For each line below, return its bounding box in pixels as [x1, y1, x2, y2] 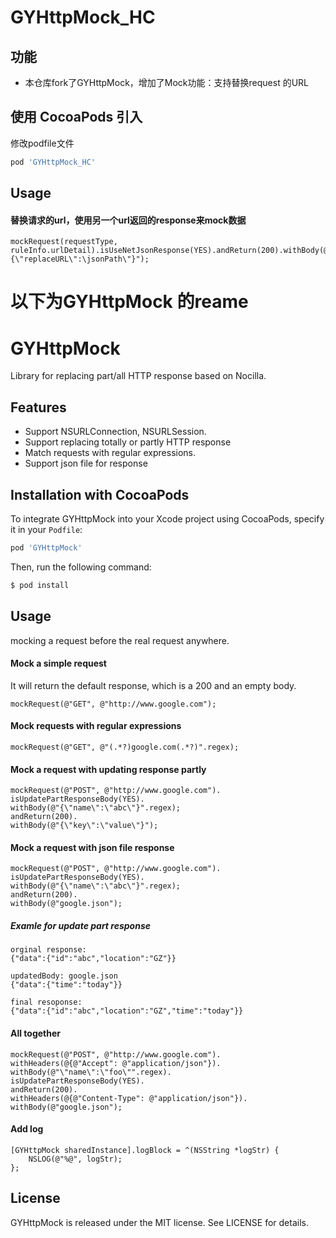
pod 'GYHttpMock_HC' [10, 157, 97, 167]
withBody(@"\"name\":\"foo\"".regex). [10, 1067, 172, 1077]
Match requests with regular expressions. [24, 447, 197, 459]
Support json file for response [24, 457, 148, 470]
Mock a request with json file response [10, 841, 175, 853]
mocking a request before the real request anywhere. [10, 634, 230, 646]
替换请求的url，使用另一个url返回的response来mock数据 [10, 214, 247, 226]
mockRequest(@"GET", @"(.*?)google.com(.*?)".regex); [10, 742, 240, 752]
